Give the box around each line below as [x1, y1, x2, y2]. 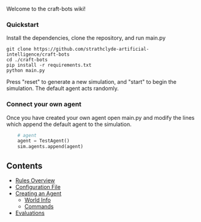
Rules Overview [15, 177, 55, 184]
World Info [24, 196, 51, 204]
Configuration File [15, 183, 61, 191]
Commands [24, 203, 54, 210]
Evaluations [15, 209, 45, 216]
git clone [6, 46, 32, 53]
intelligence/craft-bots [6, 51, 70, 57]
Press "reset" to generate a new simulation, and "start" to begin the [6, 78, 176, 86]
